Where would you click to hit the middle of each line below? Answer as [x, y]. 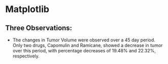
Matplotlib [27, 9]
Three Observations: [39, 28]
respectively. [26, 56]
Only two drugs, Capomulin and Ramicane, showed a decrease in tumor [88, 45]
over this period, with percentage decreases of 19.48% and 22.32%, [84, 51]
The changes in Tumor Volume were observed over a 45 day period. [84, 40]
